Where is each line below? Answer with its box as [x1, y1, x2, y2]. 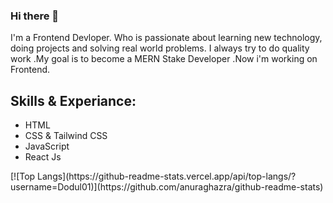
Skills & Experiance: [10, 92, 137, 109]
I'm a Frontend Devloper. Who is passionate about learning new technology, [10, 32, 323, 44]
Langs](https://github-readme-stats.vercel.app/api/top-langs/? [37, 170, 297, 183]
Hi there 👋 [10, 9, 60, 23]
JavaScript [24, 140, 70, 153]
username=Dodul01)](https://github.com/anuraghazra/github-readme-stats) [10, 181, 324, 193]
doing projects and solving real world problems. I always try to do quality [10, 42, 310, 54]
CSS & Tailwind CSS [24, 130, 108, 142]
